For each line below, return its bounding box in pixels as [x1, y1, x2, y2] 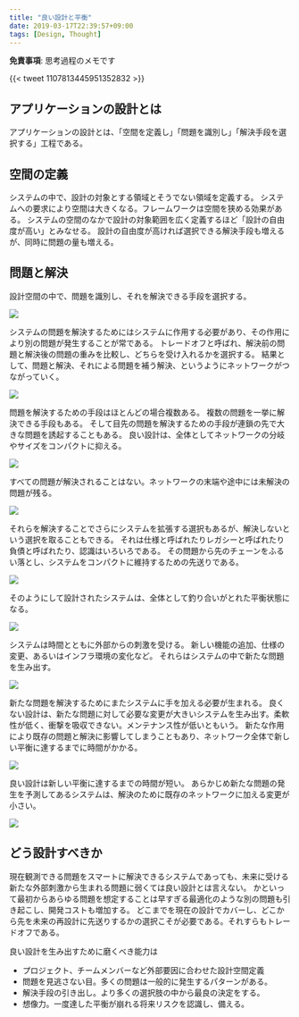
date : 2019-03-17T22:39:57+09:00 [9, 21, 134, 30]
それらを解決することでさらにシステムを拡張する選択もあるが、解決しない [9, 523, 283, 534]
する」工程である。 [16, 138, 87, 148]
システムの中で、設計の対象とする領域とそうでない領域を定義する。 [9, 192, 259, 202]
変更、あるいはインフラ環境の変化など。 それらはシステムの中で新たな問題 [9, 650, 285, 661]
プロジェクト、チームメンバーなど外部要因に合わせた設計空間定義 [21, 964, 265, 975]
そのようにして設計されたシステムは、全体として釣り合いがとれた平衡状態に [9, 592, 290, 603]
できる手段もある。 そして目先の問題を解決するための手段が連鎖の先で [16, 417, 278, 429]
